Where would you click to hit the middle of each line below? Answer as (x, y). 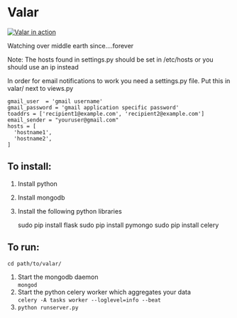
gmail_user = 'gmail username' (55, 101)
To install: (29, 166)
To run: (23, 247)
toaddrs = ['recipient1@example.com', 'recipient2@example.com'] (106, 114)
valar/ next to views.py (40, 88)
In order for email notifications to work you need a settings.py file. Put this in (119, 81)
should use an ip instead (43, 67)
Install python (38, 183)
